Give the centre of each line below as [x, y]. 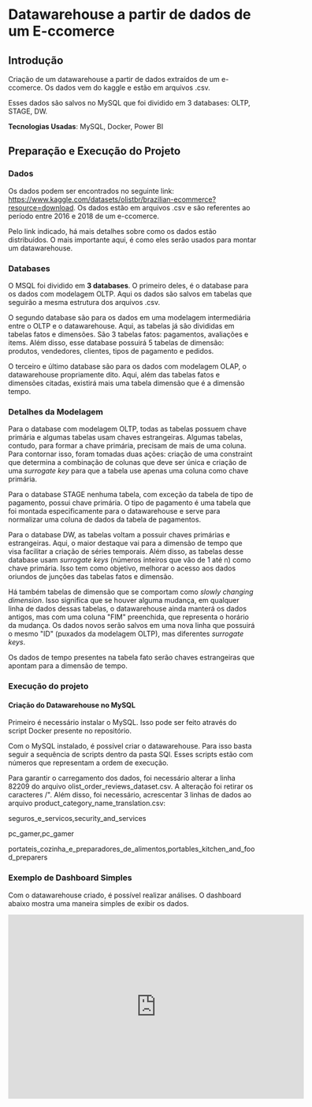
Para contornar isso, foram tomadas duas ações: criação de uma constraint [130, 454]
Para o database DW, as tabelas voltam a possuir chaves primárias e [119, 535]
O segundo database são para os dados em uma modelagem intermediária [129, 318]
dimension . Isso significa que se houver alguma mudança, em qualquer [124, 600]
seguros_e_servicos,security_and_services [77, 819]
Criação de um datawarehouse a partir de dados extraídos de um [114, 79]
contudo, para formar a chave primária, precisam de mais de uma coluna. [127, 446]
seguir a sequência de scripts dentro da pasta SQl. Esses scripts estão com [131, 755]
